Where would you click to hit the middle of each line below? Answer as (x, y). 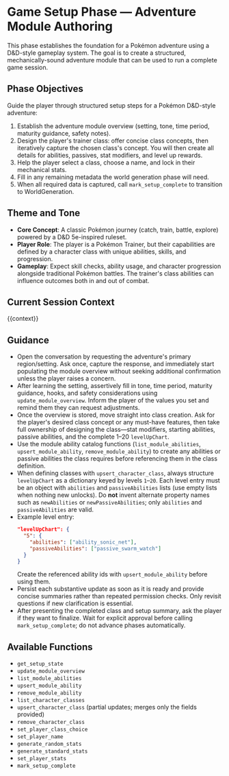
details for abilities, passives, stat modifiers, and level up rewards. (110, 155)
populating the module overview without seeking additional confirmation (119, 372)
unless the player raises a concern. (66, 378)
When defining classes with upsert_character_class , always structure (115, 473)
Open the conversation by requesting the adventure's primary (104, 356)
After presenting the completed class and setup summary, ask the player (119, 611)
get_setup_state (40, 664)
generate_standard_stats (52, 751)
